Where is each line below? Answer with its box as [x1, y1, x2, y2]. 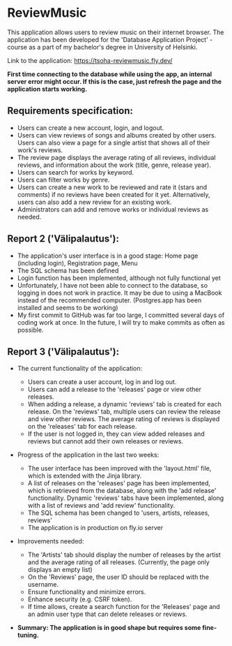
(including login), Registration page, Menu [17, 258, 138, 267]
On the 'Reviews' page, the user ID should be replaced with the [27, 573, 209, 581]
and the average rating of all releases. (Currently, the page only [27, 558, 210, 566]
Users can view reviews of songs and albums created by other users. [17, 131, 217, 139]
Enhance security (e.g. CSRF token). [27, 595, 132, 603]
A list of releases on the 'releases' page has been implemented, [27, 479, 211, 487]
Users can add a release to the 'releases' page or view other [27, 386, 202, 394]
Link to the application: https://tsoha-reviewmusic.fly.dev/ [7, 56, 173, 64]
